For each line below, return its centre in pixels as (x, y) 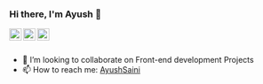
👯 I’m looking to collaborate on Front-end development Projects (138, 60)
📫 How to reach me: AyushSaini (81, 70)
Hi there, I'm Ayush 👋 (56, 14)
